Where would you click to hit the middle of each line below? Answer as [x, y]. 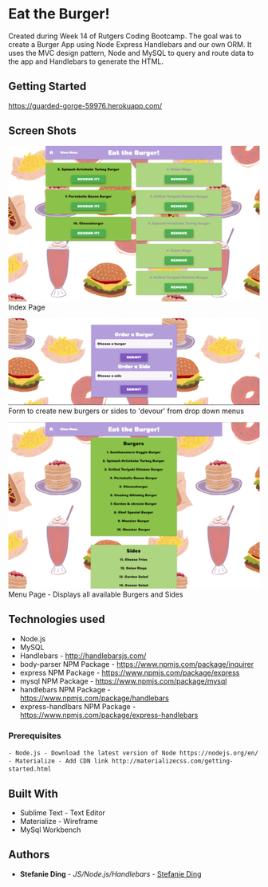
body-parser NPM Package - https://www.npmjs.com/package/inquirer [137, 664]
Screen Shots [43, 131]
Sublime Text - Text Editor [63, 812]
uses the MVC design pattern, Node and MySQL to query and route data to [131, 53]
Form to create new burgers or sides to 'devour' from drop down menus [126, 411]
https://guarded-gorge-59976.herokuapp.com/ [85, 105]
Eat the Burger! [59, 14]
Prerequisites [35, 735]
